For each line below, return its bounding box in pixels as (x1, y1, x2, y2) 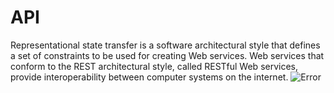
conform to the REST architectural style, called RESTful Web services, (10, 60, 299, 72)
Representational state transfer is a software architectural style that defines (10, 39, 321, 51)
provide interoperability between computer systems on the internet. (10, 71, 289, 83)
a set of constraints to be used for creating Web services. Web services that (10, 49, 325, 61)
